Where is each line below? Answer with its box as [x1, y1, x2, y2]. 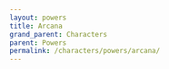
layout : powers [9, 13, 67, 22]
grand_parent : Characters [9, 30, 107, 39]
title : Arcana [9, 22, 64, 30]
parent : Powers [9, 38, 67, 47]
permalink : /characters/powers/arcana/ [9, 47, 161, 56]
